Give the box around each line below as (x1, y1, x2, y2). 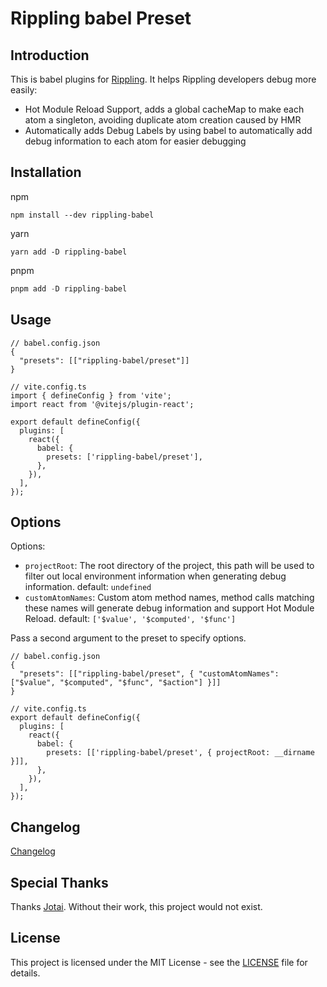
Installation (10, 164, 82, 181)
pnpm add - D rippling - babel (10, 283, 128, 294)
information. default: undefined (24, 581, 152, 593)
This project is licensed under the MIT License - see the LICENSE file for (10, 956, 308, 968)
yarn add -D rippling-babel (10, 247, 128, 257)
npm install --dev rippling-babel (10, 210, 155, 220)
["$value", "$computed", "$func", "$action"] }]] (10, 678, 222, 688)
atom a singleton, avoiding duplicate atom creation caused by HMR (24, 114, 302, 126)
